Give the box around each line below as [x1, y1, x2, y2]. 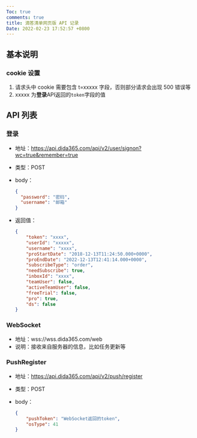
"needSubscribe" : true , [26, 268, 85, 274]
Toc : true [6, 8, 31, 15]
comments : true [6, 14, 44, 20]
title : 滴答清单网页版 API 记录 [6, 20, 79, 26]
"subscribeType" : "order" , [26, 262, 94, 268]
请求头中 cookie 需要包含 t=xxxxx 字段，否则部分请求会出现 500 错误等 [14, 83, 191, 91]
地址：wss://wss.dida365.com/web [14, 335, 103, 343]
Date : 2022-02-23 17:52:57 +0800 [6, 25, 90, 32]
